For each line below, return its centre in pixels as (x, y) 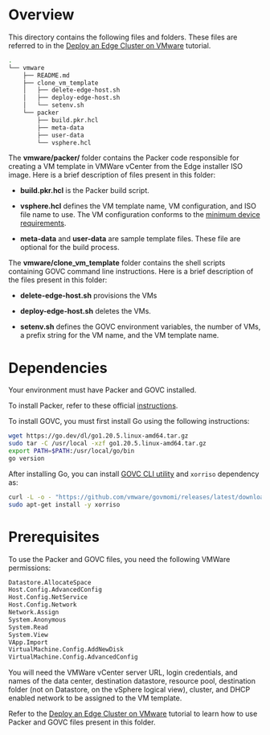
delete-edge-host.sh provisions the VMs (88, 296)
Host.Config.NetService (48, 597)
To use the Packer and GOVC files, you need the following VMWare (119, 559)
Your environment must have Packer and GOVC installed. (102, 390)
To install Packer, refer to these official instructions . (93, 406)
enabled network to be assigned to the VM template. (95, 698)
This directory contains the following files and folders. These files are (123, 37)
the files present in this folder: (58, 280)
